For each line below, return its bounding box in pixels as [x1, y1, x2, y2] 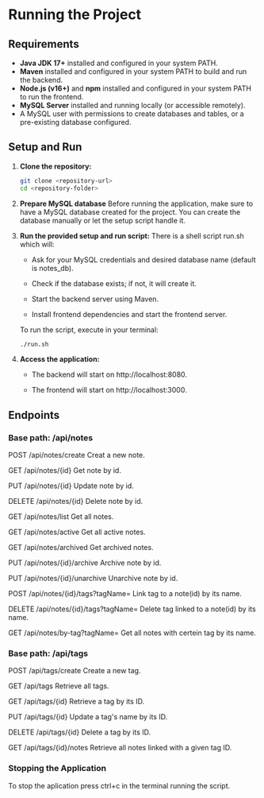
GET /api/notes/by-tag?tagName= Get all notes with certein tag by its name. [8, 628, 256, 637]
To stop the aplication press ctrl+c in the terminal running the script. [8, 781, 231, 790]
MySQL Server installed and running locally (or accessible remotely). [19, 101, 246, 110]
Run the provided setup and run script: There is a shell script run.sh [19, 230, 244, 240]
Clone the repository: [19, 161, 92, 171]
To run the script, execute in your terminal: [19, 324, 159, 335]
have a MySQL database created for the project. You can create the [19, 207, 241, 216]
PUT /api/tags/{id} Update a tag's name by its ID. [8, 712, 168, 722]
